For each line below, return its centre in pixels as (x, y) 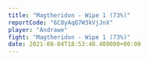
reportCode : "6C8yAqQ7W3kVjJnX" (60, 23)
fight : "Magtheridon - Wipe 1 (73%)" (69, 37)
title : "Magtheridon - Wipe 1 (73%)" (69, 15)
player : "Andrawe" (38, 30)
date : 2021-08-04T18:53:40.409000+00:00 (75, 44)
